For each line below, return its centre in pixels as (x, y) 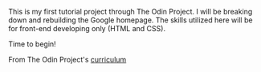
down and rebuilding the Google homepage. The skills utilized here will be (130, 20)
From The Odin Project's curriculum (67, 60)
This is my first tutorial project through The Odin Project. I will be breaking (130, 12)
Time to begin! (32, 44)
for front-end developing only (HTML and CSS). (87, 28)
